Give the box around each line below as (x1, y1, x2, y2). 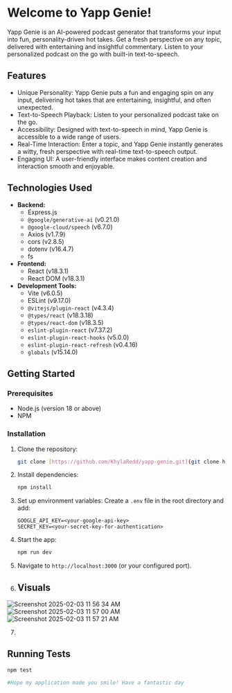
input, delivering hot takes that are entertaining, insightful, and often (17, 96, 211, 104)
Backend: (17, 200, 46, 209)
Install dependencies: (17, 471, 79, 479)
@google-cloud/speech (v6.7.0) (27, 222, 113, 231)
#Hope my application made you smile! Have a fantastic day (7, 679, 185, 686)
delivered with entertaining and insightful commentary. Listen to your (7, 42, 204, 51)
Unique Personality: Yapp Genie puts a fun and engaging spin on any (17, 88, 214, 96)
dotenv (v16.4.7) (27, 245, 74, 253)
